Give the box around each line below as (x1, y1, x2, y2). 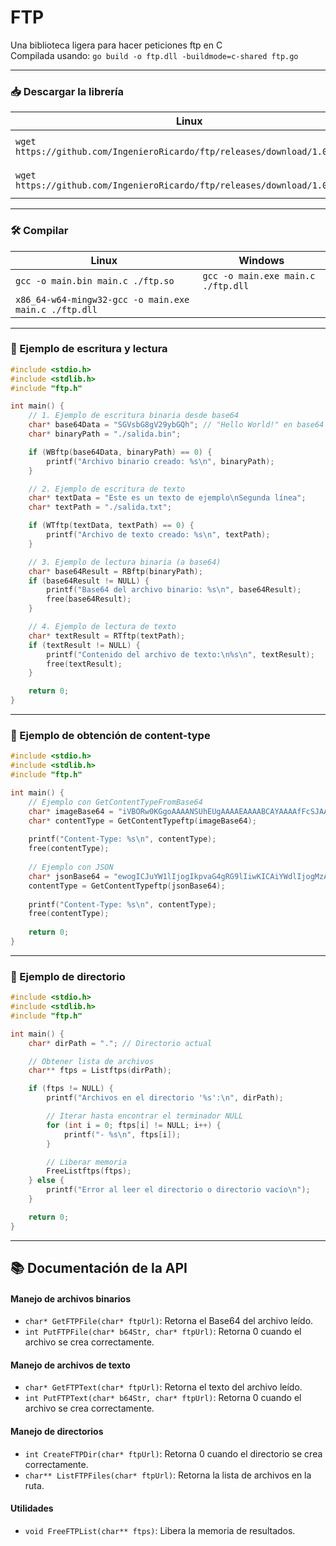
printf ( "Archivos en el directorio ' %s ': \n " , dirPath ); (46, 1093, 284, 1103)
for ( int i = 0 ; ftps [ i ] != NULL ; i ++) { (46, 1120, 222, 1130)
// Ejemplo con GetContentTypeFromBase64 (28, 797, 203, 807)
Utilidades (10, 1502, 54, 1515)
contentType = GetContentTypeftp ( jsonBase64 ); (28, 881, 226, 891)
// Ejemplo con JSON (28, 862, 114, 872)
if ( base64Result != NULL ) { (28, 576, 150, 586)
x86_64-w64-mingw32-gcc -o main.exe (15, 294, 190, 305)
